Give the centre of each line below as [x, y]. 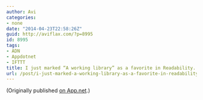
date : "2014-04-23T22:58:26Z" [44, 29]
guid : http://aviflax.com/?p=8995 [50, 34]
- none [14, 23]
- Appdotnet [21, 57]
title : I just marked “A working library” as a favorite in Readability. [101, 68]
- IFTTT [16, 62]
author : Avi [21, 12]
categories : [21, 17]
